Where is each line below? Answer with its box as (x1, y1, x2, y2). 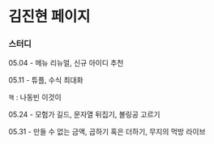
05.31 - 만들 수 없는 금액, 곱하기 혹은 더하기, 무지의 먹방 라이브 (8, 127, 206, 137)
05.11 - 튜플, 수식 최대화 (8, 75, 83, 85)
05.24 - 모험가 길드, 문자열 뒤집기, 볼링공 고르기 (8, 110, 160, 120)
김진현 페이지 (8, 7, 91, 26)
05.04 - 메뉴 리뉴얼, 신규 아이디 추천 (8, 58, 124, 68)
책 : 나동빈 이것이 (8, 92, 62, 102)
